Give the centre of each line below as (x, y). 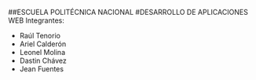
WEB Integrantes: (36, 20)
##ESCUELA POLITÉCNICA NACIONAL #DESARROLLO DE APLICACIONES (128, 12)
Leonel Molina (42, 52)
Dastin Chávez (43, 60)
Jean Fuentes (42, 69)
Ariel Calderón (43, 44)
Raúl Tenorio (40, 36)
